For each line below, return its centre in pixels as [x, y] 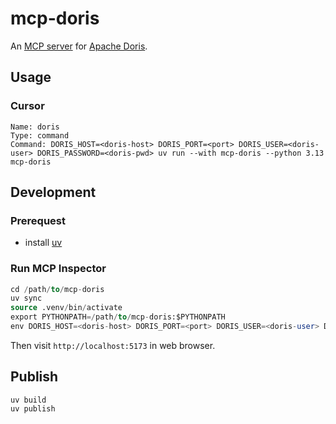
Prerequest [38, 220]
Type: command [40, 135]
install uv [43, 243]
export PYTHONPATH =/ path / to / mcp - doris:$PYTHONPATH [118, 317]
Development [53, 192]
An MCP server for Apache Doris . [79, 46]
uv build [28, 400]
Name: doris [35, 127]
